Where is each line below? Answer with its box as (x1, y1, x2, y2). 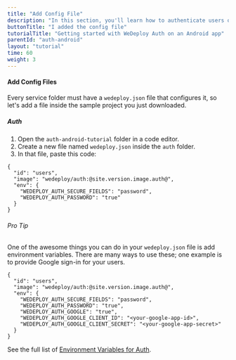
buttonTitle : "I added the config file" (7, 23, 128, 30)
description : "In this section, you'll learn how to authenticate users (7, 17, 225, 24)
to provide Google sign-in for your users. (7, 258, 125, 266)
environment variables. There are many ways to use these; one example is (7, 250, 223, 259)
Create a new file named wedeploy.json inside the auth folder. (17, 142, 195, 150)
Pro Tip (7, 221, 29, 229)
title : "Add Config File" (7, 10, 83, 18)
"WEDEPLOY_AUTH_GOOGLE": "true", (20, 309, 118, 316)
